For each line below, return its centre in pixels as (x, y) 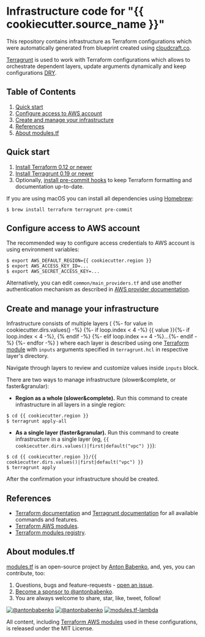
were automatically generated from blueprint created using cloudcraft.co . (99, 48)
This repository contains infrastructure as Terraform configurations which (99, 41)
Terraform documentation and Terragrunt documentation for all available (106, 513)
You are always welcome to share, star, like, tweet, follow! (88, 598)
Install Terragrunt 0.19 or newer (54, 174)
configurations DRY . (32, 72)
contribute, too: (26, 573)
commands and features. (47, 520)
